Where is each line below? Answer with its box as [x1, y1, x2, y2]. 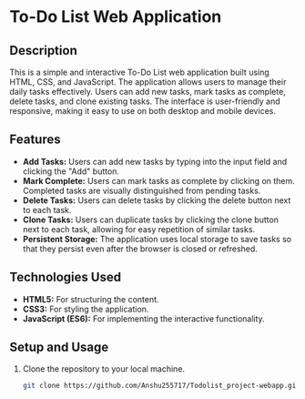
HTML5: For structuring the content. [22, 293, 159, 304]
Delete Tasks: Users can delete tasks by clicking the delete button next [22, 194, 291, 206]
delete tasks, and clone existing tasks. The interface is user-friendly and [9, 96, 280, 107]
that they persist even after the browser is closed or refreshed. [22, 243, 258, 254]
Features [9, 132, 61, 148]
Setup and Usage [9, 340, 109, 355]
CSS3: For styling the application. [22, 303, 149, 314]
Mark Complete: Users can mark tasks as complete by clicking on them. [22, 175, 296, 186]
